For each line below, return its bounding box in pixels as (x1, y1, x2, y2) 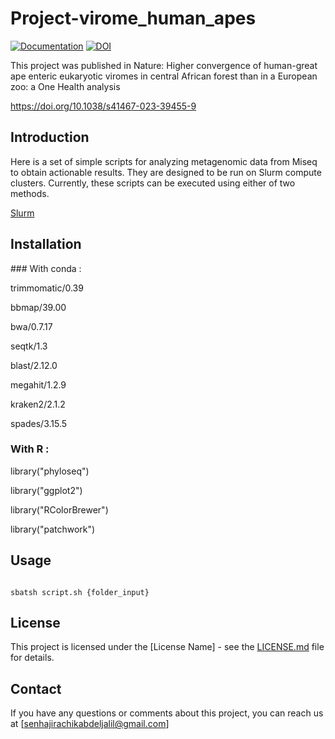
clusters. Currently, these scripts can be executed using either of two (10, 177, 296, 189)
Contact (10, 680, 62, 697)
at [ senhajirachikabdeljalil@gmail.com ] (10, 718, 170, 730)
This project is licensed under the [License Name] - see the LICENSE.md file (10, 641, 325, 653)
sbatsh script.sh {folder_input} (10, 587, 150, 597)
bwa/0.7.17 (10, 320, 53, 332)
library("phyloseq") (10, 465, 90, 477)
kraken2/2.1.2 (10, 398, 66, 410)
